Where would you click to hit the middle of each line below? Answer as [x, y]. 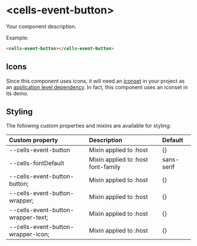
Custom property [34, 140]
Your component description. [41, 26]
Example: [17, 37]
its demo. [17, 93]
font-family [105, 167]
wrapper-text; [29, 217]
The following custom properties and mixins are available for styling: [89, 126]
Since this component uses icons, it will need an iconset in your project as [95, 81]
